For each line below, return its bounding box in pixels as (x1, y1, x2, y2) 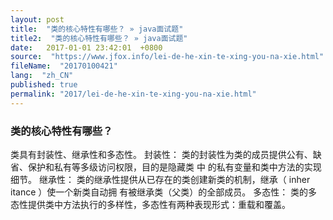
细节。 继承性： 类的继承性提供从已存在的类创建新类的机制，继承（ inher (10, 173, 311, 185)
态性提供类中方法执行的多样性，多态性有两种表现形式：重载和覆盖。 (10, 198, 291, 210)
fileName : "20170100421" (10, 61, 118, 71)
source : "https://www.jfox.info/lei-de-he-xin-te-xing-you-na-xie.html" (10, 52, 325, 62)
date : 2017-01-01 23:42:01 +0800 (10, 42, 163, 53)
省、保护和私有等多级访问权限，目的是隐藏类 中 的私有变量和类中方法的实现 (10, 161, 322, 173)
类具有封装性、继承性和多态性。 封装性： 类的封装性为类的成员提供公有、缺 (10, 148, 322, 160)
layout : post (10, 14, 65, 25)
